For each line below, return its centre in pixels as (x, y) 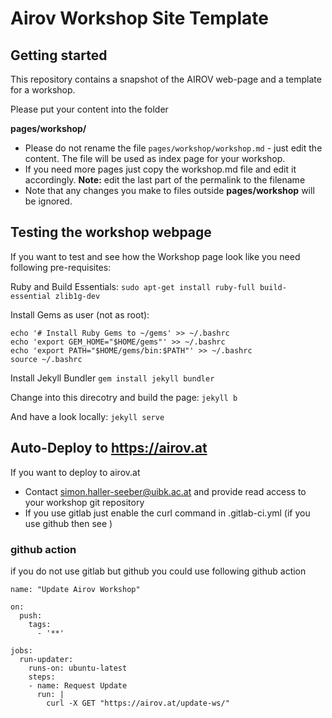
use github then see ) (68, 523)
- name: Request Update (78, 685)
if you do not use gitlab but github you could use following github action (158, 571)
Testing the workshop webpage (111, 232)
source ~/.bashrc (46, 359)
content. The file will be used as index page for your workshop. (155, 158)
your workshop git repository (84, 502)
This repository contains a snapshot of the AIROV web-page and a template (166, 79)
